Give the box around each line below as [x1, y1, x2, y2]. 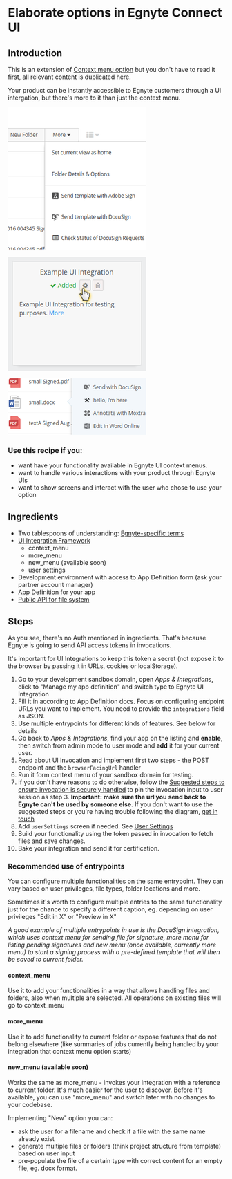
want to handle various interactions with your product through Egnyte [17, 469, 216, 477]
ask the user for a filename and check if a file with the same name [17, 1127, 206, 1135]
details [17, 726, 37, 734]
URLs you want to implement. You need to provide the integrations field [17, 704, 224, 713]
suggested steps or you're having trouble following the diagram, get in [17, 807, 218, 815]
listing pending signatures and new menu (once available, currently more [8, 940, 217, 949]
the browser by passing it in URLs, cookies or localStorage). [8, 662, 178, 670]
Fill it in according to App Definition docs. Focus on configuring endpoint [17, 697, 224, 705]
